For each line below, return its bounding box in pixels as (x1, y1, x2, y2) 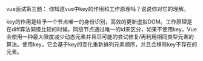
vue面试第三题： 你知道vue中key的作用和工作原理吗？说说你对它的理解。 (6, 5, 189, 12)
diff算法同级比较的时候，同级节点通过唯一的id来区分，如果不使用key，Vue (11, 26, 197, 33)
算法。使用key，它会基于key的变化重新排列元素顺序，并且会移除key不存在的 (6, 41, 198, 48)
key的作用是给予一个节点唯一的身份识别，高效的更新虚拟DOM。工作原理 (6, 18, 187, 25)
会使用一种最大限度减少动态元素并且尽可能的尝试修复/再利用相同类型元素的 (6, 33, 195, 40)
